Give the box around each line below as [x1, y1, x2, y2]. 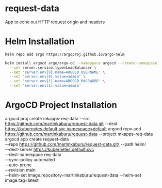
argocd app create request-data [5, 136, 69, 142]
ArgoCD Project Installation [5, 100, 117, 110]
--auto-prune [5, 162, 32, 168]
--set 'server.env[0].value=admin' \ [9, 74, 86, 79]
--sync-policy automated [5, 157, 55, 162]
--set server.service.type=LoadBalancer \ [9, 65, 97, 70]
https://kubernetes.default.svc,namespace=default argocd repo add [5, 125, 142, 131]
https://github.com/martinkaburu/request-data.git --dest [5, 121, 118, 126]
